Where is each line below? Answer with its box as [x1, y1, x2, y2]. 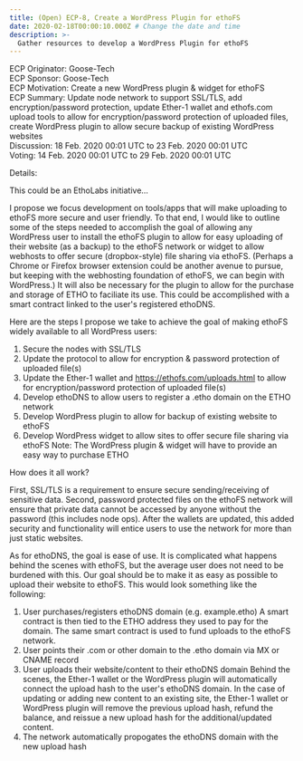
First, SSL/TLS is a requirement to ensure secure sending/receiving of [9, 485, 270, 496]
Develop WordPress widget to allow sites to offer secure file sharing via [22, 430, 289, 441]
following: [9, 589, 46, 600]
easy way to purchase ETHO [22, 449, 129, 460]
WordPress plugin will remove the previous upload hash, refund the [22, 703, 274, 714]
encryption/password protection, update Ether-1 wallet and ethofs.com [9, 101, 273, 113]
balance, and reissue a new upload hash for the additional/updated [22, 712, 272, 723]
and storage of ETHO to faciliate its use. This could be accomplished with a [9, 289, 289, 300]
